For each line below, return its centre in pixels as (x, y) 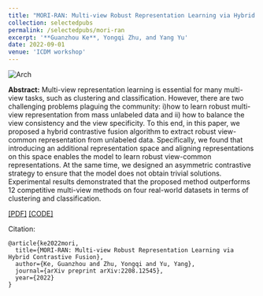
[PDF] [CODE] (31, 214)
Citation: (22, 229)
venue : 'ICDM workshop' (47, 52)
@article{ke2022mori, (44, 243)
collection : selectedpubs (50, 23)
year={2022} (35, 278)
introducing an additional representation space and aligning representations (131, 148)
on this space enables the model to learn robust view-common (110, 157)
